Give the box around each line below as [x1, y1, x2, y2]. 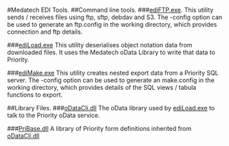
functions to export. [7, 90, 63, 99]
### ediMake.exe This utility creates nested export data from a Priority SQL [7, 69, 219, 77]
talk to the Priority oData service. [7, 111, 101, 119]
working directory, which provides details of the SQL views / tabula [7, 84, 197, 91]
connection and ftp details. [7, 27, 83, 36]
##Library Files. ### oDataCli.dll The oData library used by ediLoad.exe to [7, 104, 215, 112]
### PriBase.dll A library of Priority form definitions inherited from [7, 125, 192, 132]
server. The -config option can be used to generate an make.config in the [7, 76, 215, 84]
